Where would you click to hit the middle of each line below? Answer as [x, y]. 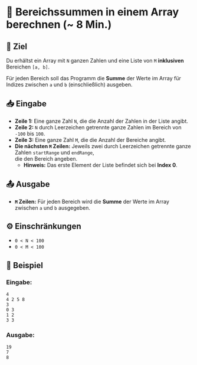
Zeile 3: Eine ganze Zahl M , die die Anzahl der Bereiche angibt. [90, 140]
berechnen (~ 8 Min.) [59, 25]
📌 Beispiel [24, 265]
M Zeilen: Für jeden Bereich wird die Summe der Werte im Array [92, 201]
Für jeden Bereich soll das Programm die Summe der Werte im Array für [93, 78]
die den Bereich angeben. [46, 158]
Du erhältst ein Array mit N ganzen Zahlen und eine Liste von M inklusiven [95, 61]
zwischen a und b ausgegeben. [52, 208]
